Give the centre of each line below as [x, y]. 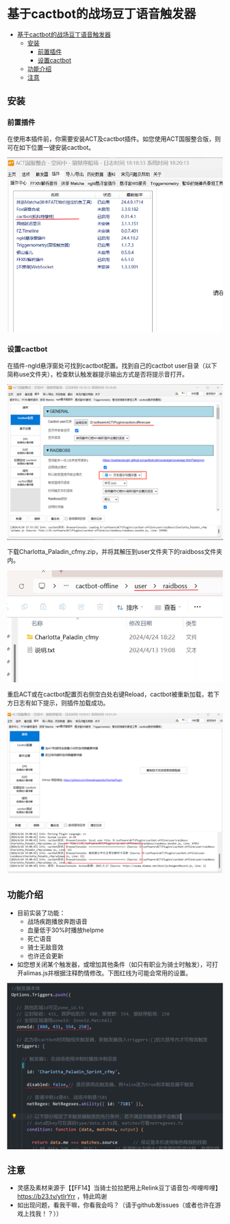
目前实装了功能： [41, 913]
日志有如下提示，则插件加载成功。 [61, 702]
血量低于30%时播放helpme [65, 930]
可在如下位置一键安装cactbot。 [51, 147]
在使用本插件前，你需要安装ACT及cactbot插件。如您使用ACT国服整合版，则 [114, 139]
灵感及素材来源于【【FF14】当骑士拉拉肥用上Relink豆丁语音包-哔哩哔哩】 [119, 1188]
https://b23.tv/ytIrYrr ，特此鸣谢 [62, 1197]
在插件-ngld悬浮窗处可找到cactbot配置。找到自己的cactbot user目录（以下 [112, 366]
